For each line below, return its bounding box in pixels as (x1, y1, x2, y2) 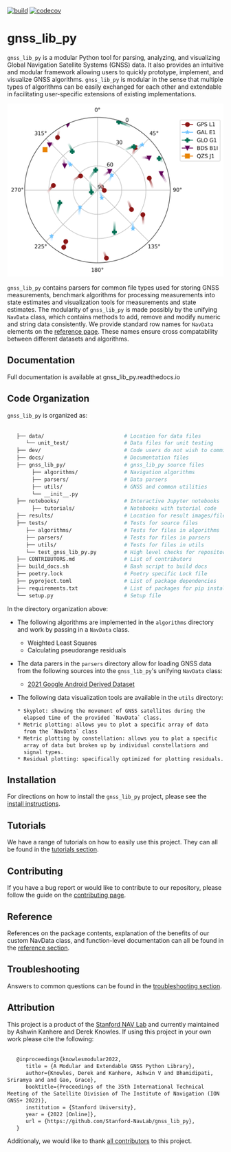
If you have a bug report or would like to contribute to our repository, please (7, 884, 222, 892)
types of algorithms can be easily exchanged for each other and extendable (7, 83, 222, 91)
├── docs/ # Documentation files (16, 454, 189, 461)
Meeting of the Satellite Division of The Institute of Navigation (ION (7, 1090, 220, 1097)
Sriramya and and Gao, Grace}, (7, 1076, 97, 1083)
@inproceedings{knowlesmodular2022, (16, 1056, 122, 1063)
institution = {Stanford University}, (25, 1104, 137, 1111)
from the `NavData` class (23, 728, 98, 735)
